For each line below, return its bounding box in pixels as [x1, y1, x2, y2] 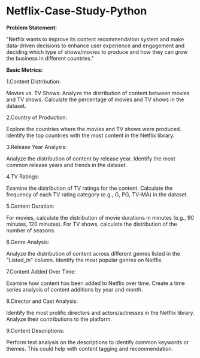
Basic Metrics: [6, 66, 43, 73]
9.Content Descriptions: [6, 327, 65, 334]
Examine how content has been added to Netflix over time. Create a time [6, 280, 185, 287]
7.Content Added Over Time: [6, 268, 76, 275]
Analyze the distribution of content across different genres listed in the [6, 250, 181, 257]
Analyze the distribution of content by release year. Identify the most [6, 154, 175, 162]
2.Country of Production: [6, 114, 68, 121]
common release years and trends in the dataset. [6, 161, 128, 168]
